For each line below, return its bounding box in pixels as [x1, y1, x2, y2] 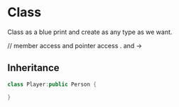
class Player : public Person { [7, 81, 97, 88]
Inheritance [7, 62, 60, 74]
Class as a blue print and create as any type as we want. [7, 28, 173, 36]
